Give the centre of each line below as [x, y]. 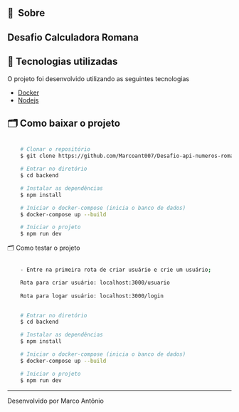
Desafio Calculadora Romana [73, 37]
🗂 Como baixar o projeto [64, 123]
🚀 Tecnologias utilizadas [63, 62]
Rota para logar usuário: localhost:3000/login [92, 296]
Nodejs [28, 100]
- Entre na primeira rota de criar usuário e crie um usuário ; [116, 270]
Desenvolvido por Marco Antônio [56, 401]
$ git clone [38, 156]
